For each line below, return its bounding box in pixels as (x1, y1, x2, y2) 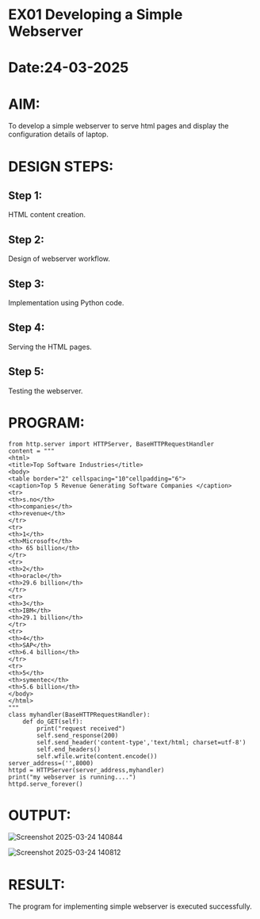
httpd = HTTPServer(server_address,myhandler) (8, 766, 165, 774)
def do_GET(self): (22, 718, 83, 726)
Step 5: (8, 365, 45, 378)
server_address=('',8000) (8, 759, 94, 767)
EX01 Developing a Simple (8, 6, 183, 24)
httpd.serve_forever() (8, 779, 83, 788)
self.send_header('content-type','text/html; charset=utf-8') (36, 738, 247, 746)
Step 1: (8, 189, 43, 202)
